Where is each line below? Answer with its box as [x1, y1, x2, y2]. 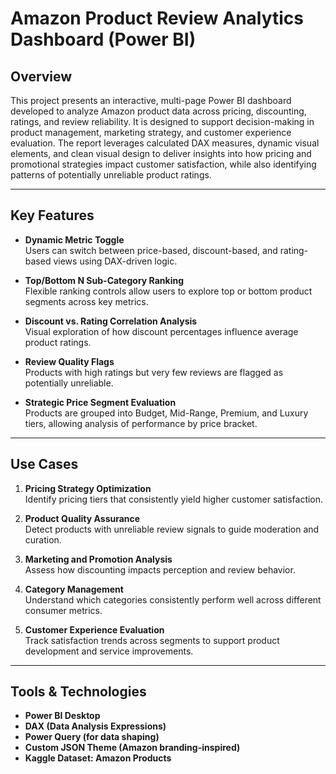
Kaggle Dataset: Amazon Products [24, 752, 172, 764]
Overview [10, 68, 73, 85]
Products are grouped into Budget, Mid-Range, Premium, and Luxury [24, 407, 309, 419]
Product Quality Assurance [24, 512, 141, 524]
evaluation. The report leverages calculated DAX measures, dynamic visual [10, 137, 320, 149]
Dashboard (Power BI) [10, 28, 197, 51]
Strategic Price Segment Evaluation [24, 396, 177, 408]
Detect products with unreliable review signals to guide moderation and [24, 523, 320, 535]
